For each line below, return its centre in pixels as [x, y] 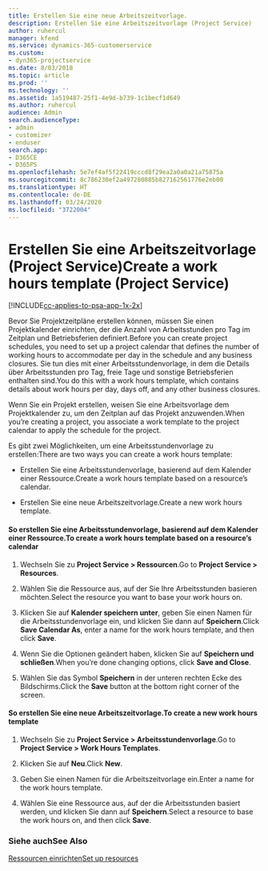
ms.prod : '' [28, 83]
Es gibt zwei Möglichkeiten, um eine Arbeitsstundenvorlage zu [111, 446]
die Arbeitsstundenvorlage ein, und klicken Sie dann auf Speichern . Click [140, 621]
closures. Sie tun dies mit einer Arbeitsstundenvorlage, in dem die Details [129, 364]
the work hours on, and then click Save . [86, 820]
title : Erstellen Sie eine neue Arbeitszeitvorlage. [98, 16]
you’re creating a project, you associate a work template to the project [124, 422]
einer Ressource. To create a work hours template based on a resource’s [130, 537]
